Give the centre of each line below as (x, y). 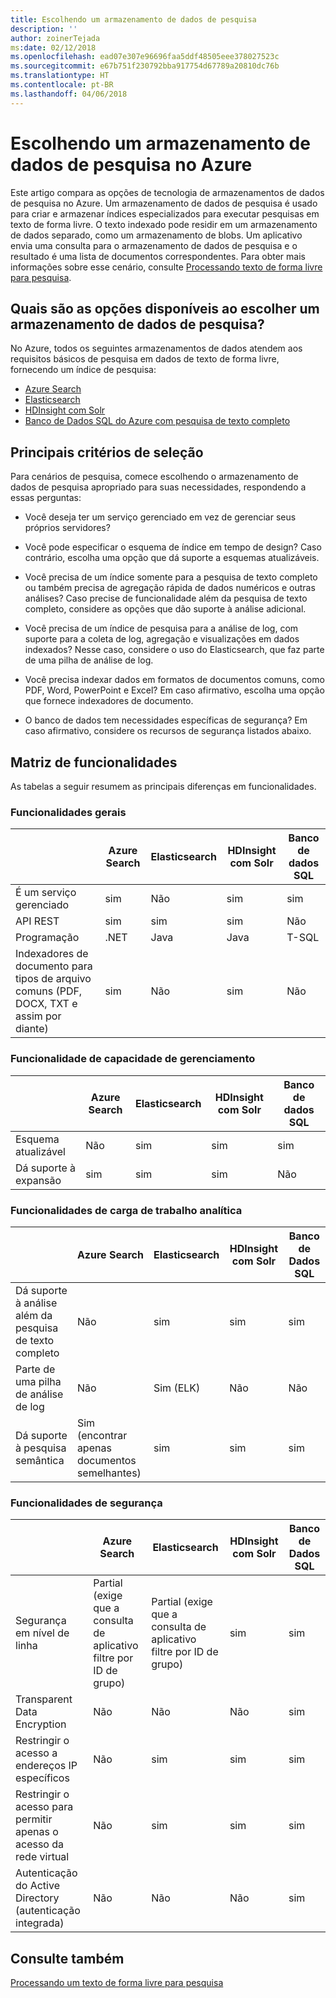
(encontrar (102, 1435)
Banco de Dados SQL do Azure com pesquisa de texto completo (157, 421)
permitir (34, 1819)
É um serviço (46, 893)
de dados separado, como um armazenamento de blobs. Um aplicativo (156, 235)
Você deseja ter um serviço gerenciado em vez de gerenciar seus (160, 517)
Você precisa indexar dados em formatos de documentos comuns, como (174, 680)
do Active (37, 1886)
